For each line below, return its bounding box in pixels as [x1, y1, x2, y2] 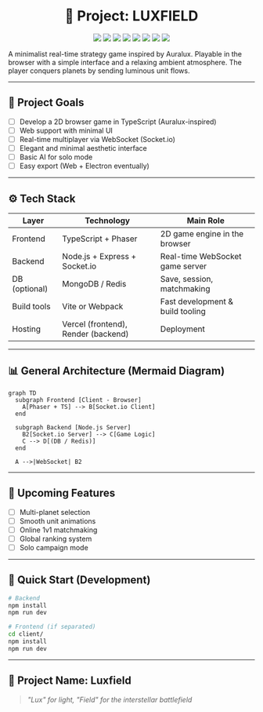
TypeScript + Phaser [62, 233, 138, 244]
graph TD [8, 389, 37, 397]
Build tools [12, 301, 51, 312]
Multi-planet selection [19, 507, 91, 517]
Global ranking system [19, 534, 92, 543]
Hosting [12, 323, 41, 334]
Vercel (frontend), [62, 318, 128, 329]
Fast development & [160, 296, 233, 307]
